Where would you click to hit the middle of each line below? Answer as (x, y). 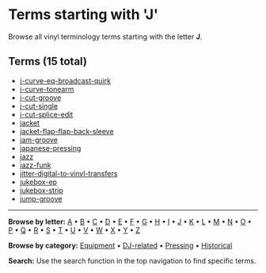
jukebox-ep (38, 182)
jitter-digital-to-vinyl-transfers (68, 173)
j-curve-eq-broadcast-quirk (65, 80)
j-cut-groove (40, 98)
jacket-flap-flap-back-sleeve (66, 131)
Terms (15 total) (47, 62)
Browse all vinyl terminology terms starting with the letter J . (105, 37)
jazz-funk (35, 165)
